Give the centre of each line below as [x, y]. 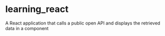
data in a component [27, 28]
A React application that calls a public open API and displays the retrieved [83, 23]
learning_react [37, 9]
